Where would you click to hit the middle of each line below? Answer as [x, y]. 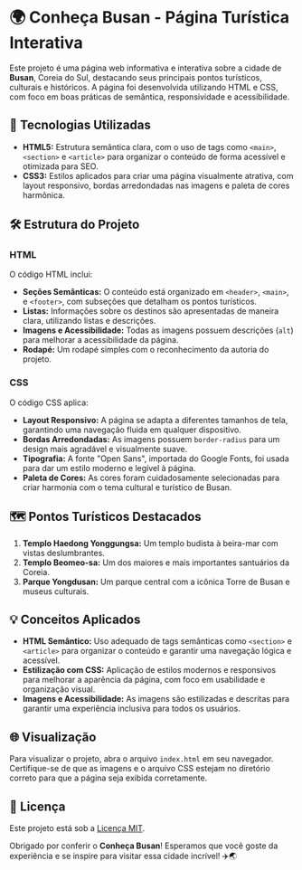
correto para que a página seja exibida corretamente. [109, 778]
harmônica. [43, 194]
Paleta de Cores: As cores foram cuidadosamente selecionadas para [151, 478]
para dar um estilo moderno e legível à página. [109, 468]
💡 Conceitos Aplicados [75, 619]
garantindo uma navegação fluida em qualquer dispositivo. [132, 430]
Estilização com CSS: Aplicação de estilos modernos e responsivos [149, 670]
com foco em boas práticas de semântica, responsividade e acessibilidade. [150, 97]
